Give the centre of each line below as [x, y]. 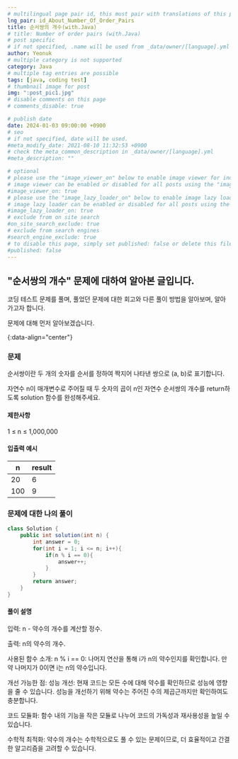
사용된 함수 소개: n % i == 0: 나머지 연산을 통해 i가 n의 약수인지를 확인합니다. [114, 659]
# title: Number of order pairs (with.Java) [74, 34]
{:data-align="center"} [40, 337]
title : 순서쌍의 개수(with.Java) [52, 27]
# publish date [30, 119]
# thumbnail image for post [49, 86]
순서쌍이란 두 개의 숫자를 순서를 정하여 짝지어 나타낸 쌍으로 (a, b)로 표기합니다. [116, 373]
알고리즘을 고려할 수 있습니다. [56, 748]
